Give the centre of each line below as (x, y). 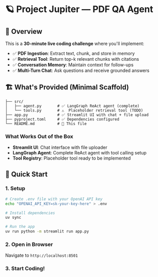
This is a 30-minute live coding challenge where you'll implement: (75, 44)
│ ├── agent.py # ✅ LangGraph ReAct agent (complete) (72, 106)
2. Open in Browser (29, 244)
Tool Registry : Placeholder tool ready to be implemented (72, 158)
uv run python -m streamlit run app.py (47, 231)
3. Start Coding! (25, 268)
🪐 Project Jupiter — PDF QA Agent (79, 9)
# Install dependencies (30, 213)
